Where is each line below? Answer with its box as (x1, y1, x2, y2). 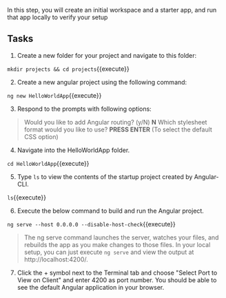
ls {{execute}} (7, 193, 47, 202)
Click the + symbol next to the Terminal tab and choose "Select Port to (17, 268, 218, 277)
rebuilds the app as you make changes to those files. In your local (23, 240, 211, 248)
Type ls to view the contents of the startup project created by (17, 172, 193, 181)
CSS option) (23, 132, 59, 140)
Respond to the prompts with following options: (17, 105, 152, 113)
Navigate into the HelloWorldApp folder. (17, 146, 130, 154)
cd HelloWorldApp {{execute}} (7, 159, 90, 167)
